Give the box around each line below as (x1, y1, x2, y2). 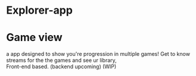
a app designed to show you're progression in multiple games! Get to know (6, 50, 191, 58)
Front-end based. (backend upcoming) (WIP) (6, 63, 117, 70)
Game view (6, 31, 63, 45)
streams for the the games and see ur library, (6, 57, 117, 64)
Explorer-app (6, 4, 73, 17)
